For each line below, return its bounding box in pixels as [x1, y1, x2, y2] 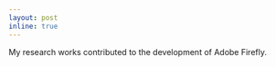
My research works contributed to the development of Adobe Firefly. [8, 46, 267, 57]
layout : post [8, 13, 58, 23]
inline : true [8, 22, 58, 31]
